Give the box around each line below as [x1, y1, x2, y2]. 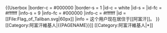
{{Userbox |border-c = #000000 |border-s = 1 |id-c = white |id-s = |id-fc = [5, 5, 162, 10]
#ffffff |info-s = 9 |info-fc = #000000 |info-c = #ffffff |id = [5, 10, 126, 16]
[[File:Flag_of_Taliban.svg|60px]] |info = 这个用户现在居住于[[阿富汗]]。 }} [5, 16, 160, 22]
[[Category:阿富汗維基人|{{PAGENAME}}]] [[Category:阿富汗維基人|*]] [5, 22, 153, 28]
